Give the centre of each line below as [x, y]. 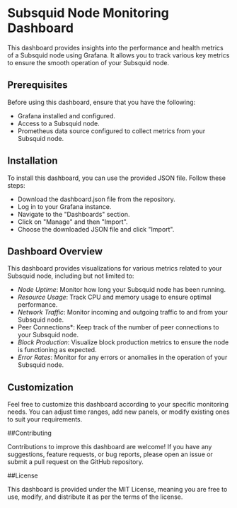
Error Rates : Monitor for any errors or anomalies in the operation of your [122, 357]
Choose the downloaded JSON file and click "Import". [96, 229]
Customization [41, 387]
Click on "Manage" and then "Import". [73, 222]
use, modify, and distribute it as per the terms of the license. [95, 497]
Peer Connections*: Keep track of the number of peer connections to [118, 327]
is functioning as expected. [57, 350]
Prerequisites [37, 85]
